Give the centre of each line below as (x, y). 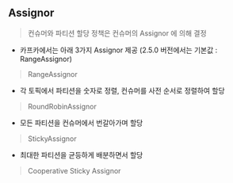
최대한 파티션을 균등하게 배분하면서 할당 (81, 154)
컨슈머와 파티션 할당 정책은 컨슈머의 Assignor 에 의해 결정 (117, 33)
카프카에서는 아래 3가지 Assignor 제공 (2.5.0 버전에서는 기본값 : (118, 50)
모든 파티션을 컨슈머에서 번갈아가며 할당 (81, 123)
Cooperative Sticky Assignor (74, 170)
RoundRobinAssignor (62, 106)
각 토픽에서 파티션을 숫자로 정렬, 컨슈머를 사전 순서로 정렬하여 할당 (122, 90)
